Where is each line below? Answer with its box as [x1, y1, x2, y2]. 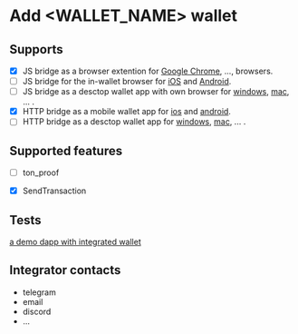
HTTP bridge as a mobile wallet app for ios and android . [22, 106, 231, 117]
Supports [9, 42, 63, 57]
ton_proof [22, 167, 60, 178]
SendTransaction [22, 185, 87, 196]
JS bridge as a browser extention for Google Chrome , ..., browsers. [22, 65, 274, 76]
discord [22, 306, 52, 317]
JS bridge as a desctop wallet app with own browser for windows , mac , [22, 86, 290, 97]
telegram [22, 287, 56, 298]
